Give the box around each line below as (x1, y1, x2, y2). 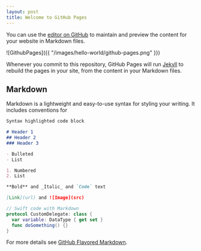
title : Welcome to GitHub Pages (6, 14, 87, 20)
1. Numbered (6, 168, 36, 174)
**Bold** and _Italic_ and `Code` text (6, 184, 106, 190)
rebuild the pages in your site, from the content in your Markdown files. (6, 67, 182, 74)
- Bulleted (6, 151, 34, 157)
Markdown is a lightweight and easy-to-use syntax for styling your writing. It (6, 100, 195, 107)
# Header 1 (6, 129, 34, 135)
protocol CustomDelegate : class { (6, 211, 93, 217)
